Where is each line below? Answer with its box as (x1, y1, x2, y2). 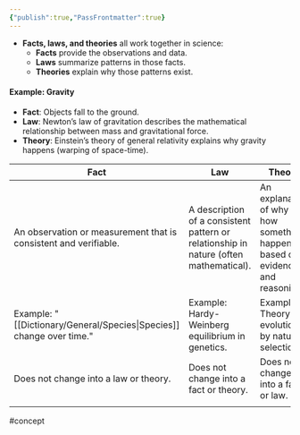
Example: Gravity (9, 87, 75, 98)
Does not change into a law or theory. (13, 372, 171, 385)
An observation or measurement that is (13, 226, 177, 238)
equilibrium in (188, 329, 246, 342)
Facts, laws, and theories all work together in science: (21, 38, 224, 48)
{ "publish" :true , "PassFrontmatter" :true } (9, 13, 166, 22)
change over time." (13, 329, 94, 342)
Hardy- (188, 307, 221, 320)
